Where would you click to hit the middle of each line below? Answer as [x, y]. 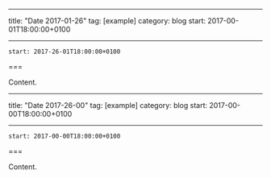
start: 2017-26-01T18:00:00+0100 [65, 52]
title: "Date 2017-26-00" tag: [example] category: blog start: [108, 105]
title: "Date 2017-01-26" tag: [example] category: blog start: [107, 21]
